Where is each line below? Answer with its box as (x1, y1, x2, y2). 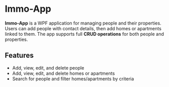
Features (5, 51, 34, 60)
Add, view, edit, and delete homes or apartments (12, 70, 115, 76)
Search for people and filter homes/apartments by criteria (12, 75, 134, 82)
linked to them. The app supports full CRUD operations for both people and (5, 31, 164, 37)
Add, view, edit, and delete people (12, 64, 84, 71)
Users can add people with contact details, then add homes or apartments (5, 25, 162, 31)
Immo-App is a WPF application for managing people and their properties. (5, 20, 162, 26)
